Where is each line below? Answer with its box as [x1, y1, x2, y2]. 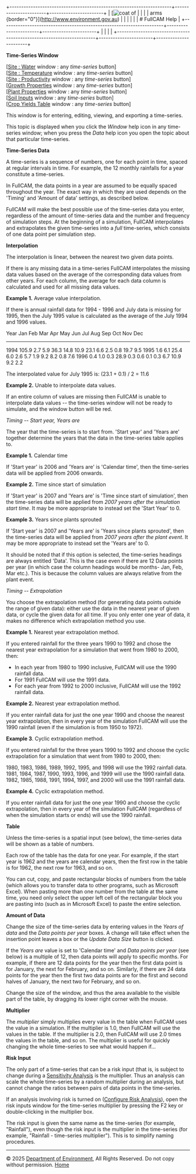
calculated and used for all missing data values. [6, 283, 121, 290]
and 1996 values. [6, 318, 47, 325]
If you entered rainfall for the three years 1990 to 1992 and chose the [6, 640, 171, 647]
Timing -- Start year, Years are [6, 417, 80, 424]
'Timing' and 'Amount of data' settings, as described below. [6, 194, 149, 201]
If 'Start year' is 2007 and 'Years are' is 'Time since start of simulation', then [6, 492, 188, 499]
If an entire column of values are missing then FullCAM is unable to [6, 393, 167, 400]
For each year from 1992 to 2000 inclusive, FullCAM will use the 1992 [14, 682, 181, 689]
